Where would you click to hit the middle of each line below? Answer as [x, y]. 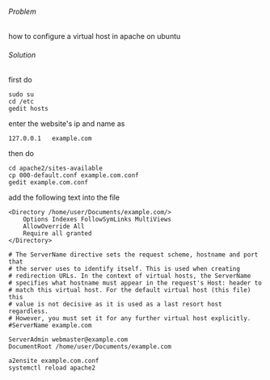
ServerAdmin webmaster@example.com [68, 340]
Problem [22, 11]
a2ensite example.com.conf [54, 361]
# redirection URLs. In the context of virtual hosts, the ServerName [130, 276]
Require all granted [57, 234]
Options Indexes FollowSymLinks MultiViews [97, 220]
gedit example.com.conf [49, 183]
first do [20, 80]
